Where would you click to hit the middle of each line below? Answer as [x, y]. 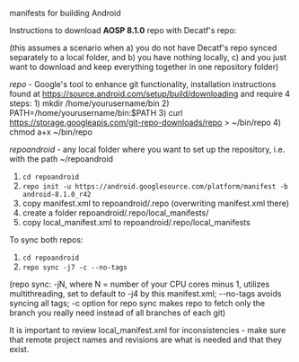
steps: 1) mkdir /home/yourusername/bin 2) [89, 103]
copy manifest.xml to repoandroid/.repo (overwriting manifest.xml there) [156, 203]
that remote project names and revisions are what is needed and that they [146, 340]
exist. [19, 349]
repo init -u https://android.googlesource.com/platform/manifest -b [155, 187]
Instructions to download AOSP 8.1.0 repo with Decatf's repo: [123, 30]
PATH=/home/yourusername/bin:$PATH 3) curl [96, 113]
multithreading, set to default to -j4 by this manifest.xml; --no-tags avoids [145, 294]
